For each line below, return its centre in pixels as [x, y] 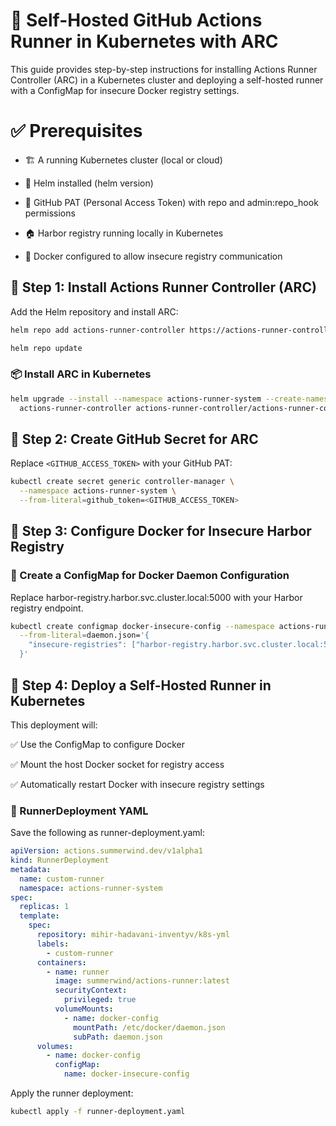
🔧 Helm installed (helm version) [89, 183]
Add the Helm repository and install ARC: [94, 311]
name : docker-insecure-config [126, 1074]
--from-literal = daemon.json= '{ [84, 635]
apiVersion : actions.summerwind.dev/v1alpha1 [106, 851]
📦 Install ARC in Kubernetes [81, 374]
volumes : [55, 1046]
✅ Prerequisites [76, 131]
